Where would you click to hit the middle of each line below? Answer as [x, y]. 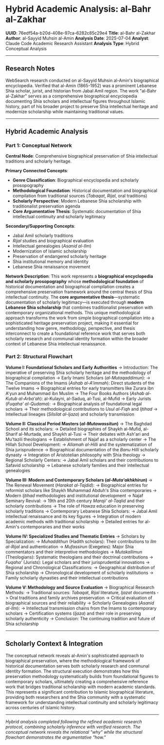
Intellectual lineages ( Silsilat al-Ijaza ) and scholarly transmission [70, 414]
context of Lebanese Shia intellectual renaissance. [56, 344]
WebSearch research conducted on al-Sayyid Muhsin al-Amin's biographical [82, 80]
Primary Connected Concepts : [37, 171]
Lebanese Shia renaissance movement [51, 267]
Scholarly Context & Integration [54, 644]
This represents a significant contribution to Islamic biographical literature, [80, 692]
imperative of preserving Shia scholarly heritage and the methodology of [78, 372]
